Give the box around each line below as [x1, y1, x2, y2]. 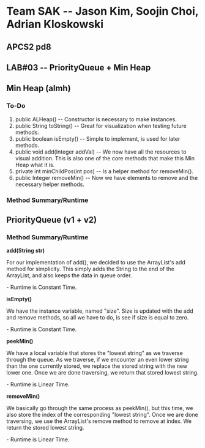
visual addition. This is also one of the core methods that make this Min [15, 154, 195, 162]
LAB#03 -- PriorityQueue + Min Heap [6, 62, 151, 73]
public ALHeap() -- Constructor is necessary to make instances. [15, 115, 177, 123]
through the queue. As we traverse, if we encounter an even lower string [6, 356, 189, 364]
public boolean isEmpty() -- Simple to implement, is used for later [15, 135, 181, 142]
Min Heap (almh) [6, 83, 72, 94]
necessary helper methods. [15, 181, 84, 188]
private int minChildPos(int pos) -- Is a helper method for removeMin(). [15, 167, 194, 175]
